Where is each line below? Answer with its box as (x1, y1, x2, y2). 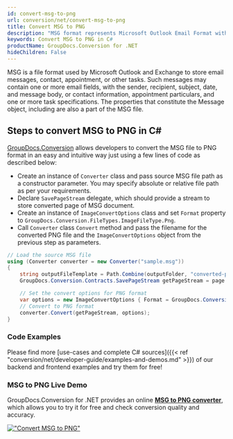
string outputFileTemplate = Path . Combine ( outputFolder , (19, 271, 188, 278)
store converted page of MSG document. (17, 201, 135, 209)
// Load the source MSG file (7, 251, 92, 258)
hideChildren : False (7, 49, 67, 56)
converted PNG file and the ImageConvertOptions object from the (17, 231, 201, 239)
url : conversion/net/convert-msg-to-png (7, 17, 126, 24)
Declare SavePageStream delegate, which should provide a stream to (17, 194, 210, 202)
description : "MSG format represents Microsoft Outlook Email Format (7, 29, 213, 37)
